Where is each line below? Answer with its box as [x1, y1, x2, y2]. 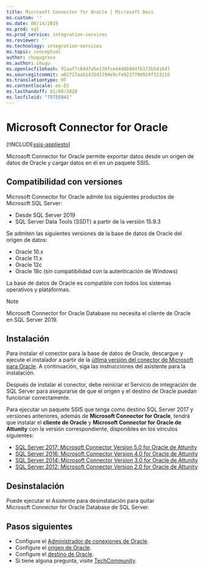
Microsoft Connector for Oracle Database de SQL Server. [6, 503, 150, 511]
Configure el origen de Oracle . [15, 544, 92, 551]
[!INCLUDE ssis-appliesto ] [6, 141, 71, 148]
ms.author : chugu [6, 60, 51, 66]
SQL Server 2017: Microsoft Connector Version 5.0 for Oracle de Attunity [15, 444, 197, 451]
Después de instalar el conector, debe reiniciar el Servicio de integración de [6, 381, 197, 389]
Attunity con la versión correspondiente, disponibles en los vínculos [6, 425, 178, 433]
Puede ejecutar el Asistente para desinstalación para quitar [6, 497, 155, 505]
